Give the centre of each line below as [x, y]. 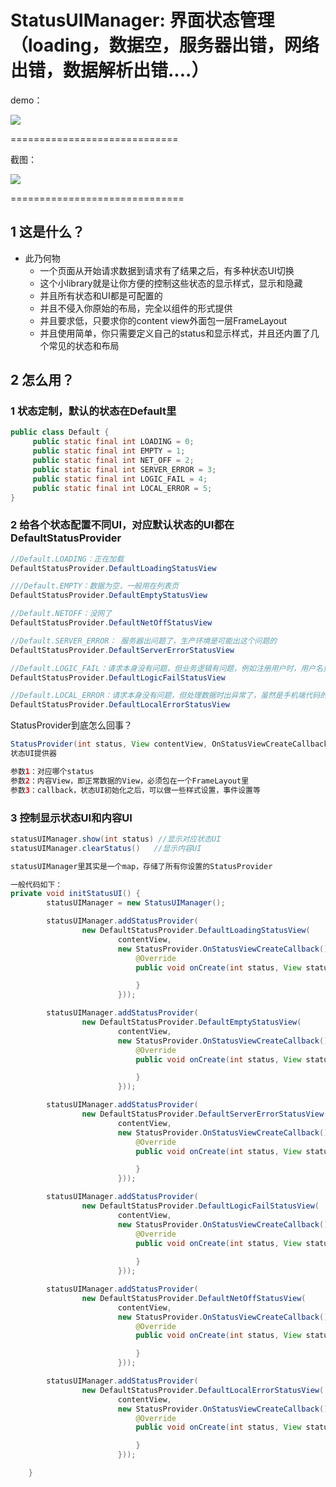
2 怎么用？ [42, 380]
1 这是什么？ [48, 232]
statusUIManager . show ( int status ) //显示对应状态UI [116, 839]
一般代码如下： [36, 884]
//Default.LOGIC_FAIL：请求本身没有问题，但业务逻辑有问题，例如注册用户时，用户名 [166, 668]
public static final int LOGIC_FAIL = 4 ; [120, 479]
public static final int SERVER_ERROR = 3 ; [124, 469]
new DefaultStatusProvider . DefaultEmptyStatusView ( [191, 1022]
